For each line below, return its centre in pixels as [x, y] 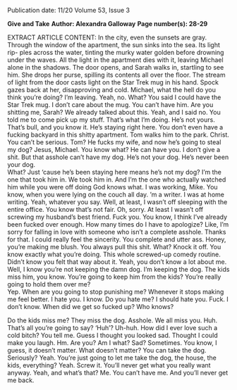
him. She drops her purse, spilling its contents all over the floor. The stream [116, 75]
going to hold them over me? [49, 284]
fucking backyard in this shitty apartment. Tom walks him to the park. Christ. [118, 134]
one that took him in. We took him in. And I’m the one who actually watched [117, 180]
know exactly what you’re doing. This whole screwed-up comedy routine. [114, 254]
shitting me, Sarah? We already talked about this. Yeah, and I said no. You [114, 112]
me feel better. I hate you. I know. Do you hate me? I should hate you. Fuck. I [118, 299]
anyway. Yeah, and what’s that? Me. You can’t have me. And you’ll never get [118, 373]
